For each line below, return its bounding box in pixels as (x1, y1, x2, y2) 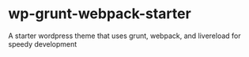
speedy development (8, 39, 77, 48)
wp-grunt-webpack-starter (8, 5, 191, 23)
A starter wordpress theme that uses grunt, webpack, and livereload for (8, 31, 241, 40)
